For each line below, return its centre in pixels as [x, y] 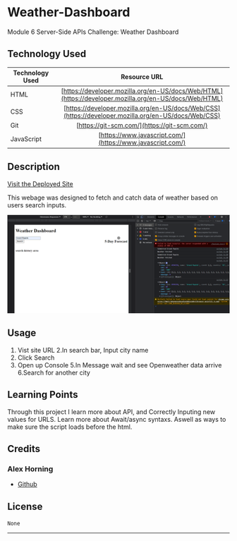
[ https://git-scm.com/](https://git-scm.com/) [142, 125]
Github [27, 485]
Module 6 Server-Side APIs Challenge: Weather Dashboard [93, 32]
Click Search [36, 358]
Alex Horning [30, 468]
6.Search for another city [54, 372]
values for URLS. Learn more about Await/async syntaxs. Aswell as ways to [117, 419]
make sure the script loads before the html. [70, 427]
